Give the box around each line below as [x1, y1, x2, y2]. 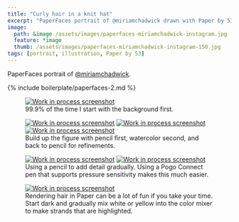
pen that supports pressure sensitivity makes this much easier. [25, 170, 208, 179]
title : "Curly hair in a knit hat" [7, 10, 113, 18]
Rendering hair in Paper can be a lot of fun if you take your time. [25, 191, 213, 200]
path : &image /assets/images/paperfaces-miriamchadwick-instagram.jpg [14, 30, 228, 38]
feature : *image [14, 37, 62, 44]
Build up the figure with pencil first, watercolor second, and [25, 133, 199, 142]
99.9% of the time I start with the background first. [25, 105, 174, 113]
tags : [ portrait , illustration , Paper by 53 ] [7, 51, 144, 58]
